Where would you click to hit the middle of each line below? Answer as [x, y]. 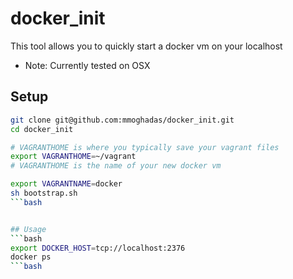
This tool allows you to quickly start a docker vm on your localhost [146, 46]
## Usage [28, 229]
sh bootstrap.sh [44, 193]
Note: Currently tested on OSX [87, 65]
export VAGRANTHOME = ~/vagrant [73, 157]
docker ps [31, 257]
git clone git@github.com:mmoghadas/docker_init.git [122, 120]
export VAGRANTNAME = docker [66, 184]
